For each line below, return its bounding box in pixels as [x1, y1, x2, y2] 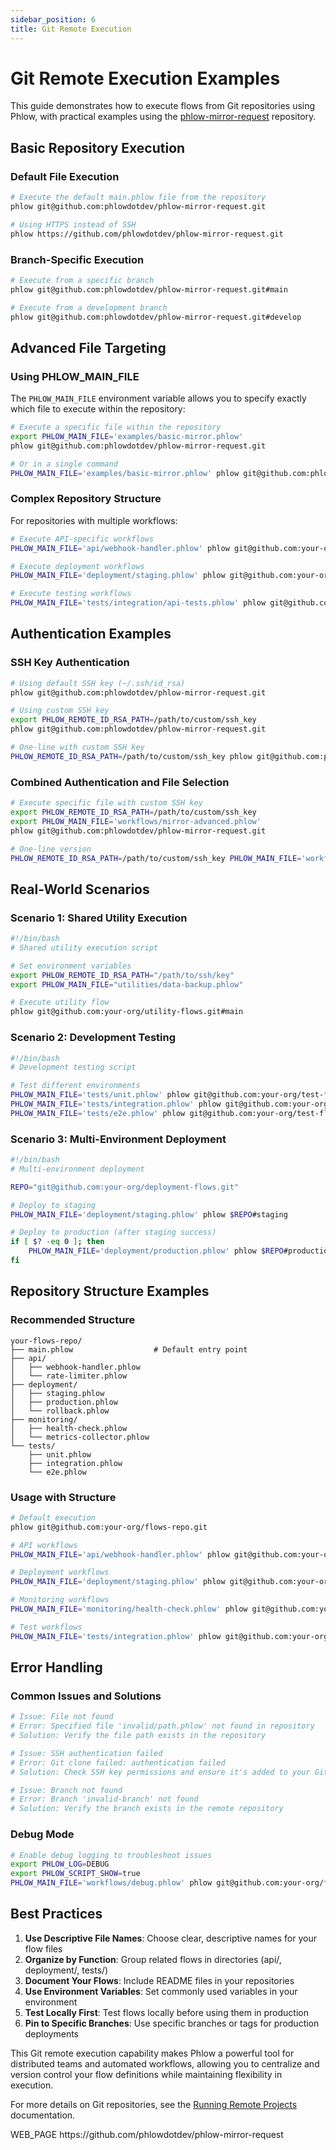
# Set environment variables [10, 961, 132, 971]
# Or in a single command [10, 459, 118, 469]
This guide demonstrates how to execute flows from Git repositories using [10, 100, 316, 112]
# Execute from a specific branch [10, 275, 155, 285]
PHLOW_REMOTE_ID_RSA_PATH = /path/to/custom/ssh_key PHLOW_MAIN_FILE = [10, 853, 302, 863]
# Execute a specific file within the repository [10, 422, 222, 433]
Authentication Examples [10, 626, 172, 643]
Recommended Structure [10, 1313, 136, 1327]
